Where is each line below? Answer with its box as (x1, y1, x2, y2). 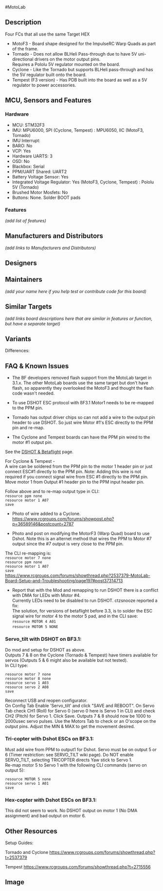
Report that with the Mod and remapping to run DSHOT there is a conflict (12, 587, 159, 593)
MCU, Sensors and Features (5, 96, 91, 104)
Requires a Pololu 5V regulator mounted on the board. (12, 61, 120, 67)
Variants (5, 335, 32, 343)
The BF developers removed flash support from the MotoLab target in (12, 375, 152, 381)
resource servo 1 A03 (5, 680, 49, 685)
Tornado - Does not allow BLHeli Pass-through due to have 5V (12, 51, 137, 57)
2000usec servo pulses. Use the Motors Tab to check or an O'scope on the (5, 718, 157, 724)
